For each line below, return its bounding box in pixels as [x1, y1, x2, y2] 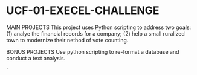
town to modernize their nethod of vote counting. [6, 36, 129, 44]
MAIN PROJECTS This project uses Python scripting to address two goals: [6, 24, 192, 31]
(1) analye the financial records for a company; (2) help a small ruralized [6, 30, 186, 37]
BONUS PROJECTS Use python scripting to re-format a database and [6, 48, 179, 55]
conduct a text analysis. [6, 54, 66, 62]
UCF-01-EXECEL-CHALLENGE [6, 4, 160, 18]
